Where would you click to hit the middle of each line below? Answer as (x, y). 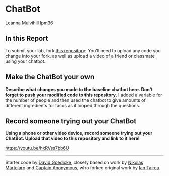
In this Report (27, 38)
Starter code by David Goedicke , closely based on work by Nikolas (74, 163)
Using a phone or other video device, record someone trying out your (79, 133)
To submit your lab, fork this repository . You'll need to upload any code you (83, 50)
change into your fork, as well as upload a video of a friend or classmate (80, 56)
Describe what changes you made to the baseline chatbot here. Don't (79, 89)
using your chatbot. (25, 61)
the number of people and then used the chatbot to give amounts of (75, 100)
